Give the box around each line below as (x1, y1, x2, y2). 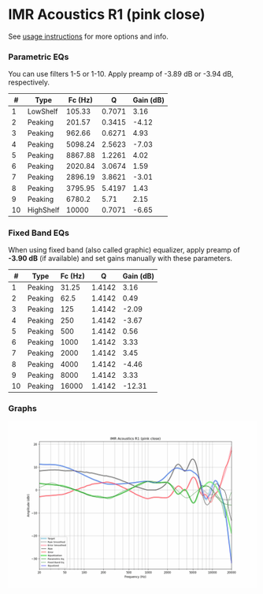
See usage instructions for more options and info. (8, 32, 169, 41)
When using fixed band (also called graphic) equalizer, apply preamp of (8, 245, 240, 255)
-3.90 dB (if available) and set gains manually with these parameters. (8, 254, 233, 263)
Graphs (8, 403, 37, 414)
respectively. (8, 77, 50, 88)
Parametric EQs (8, 51, 69, 62)
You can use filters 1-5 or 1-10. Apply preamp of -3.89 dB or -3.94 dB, (8, 69, 234, 79)
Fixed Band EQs (8, 227, 69, 238)
